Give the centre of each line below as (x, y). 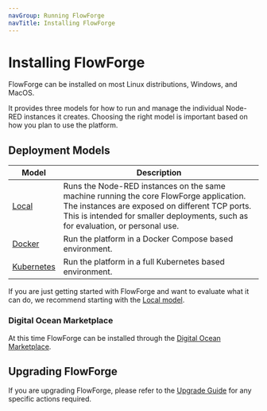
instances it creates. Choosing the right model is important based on (136, 117)
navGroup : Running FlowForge (56, 16)
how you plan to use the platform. (63, 125)
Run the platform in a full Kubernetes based (144, 262)
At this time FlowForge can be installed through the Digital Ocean (114, 338)
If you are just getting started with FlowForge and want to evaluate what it (129, 292)
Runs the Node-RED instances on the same (145, 186)
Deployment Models (59, 150)
